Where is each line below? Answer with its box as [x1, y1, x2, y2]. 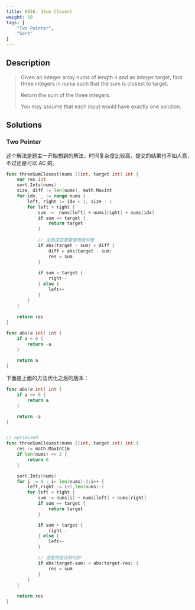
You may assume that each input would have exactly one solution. [20, 103, 181, 110]
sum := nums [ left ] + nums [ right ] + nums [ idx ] [37, 209, 155, 216]
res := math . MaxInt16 [17, 446, 70, 452]
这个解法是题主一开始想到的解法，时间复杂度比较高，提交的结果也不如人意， [6, 152, 193, 159]
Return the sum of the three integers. [20, 91, 111, 98]
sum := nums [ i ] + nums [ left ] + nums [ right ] [37, 495, 147, 501]
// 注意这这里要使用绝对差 [37, 237, 95, 243]
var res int [17, 177, 46, 183]
